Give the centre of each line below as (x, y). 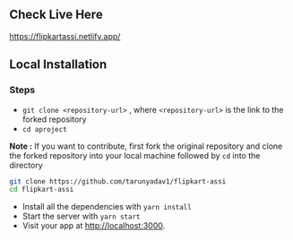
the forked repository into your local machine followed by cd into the (135, 155)
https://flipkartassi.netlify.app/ (65, 36)
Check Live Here (56, 15)
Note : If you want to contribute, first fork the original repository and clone (146, 146)
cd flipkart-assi (42, 190)
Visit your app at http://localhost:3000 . (94, 226)
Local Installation (58, 65)
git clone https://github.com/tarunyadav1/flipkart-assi (118, 181)
